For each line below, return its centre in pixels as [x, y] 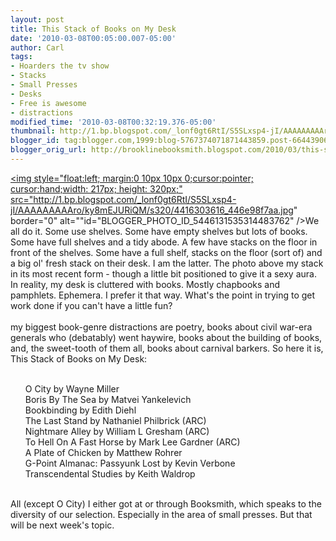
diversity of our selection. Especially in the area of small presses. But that [161, 514]
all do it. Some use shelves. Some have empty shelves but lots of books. [159, 231]
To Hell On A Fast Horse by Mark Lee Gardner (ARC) [132, 442]
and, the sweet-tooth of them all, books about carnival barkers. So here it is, [167, 348]
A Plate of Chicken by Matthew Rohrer [103, 452]
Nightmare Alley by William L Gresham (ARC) [117, 431]
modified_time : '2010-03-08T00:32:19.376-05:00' [113, 122]
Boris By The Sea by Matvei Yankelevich [108, 399]
